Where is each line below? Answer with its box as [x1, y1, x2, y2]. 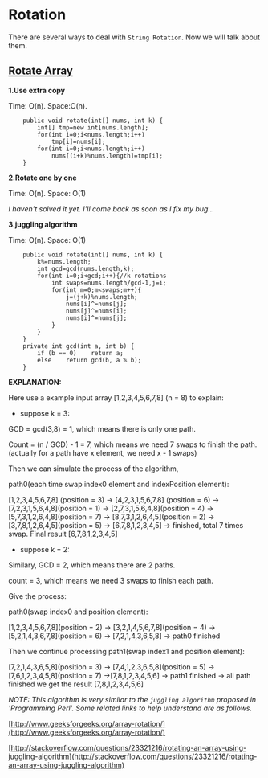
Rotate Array [8, 64, 74, 78]
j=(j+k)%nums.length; [65, 293, 138, 301]
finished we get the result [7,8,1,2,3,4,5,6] [8, 679, 144, 689]
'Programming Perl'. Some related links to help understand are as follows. [8, 703, 253, 713]
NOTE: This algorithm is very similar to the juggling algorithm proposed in [8, 694, 257, 704]
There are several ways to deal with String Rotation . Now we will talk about [8, 32, 261, 42]
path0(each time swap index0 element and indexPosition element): [8, 479, 229, 489]
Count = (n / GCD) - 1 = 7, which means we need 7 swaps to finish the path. [8, 440, 258, 449]
